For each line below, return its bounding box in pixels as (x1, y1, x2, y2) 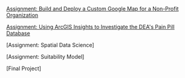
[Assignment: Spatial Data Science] (6, 42, 95, 48)
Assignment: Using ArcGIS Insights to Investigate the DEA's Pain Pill (6, 24, 175, 30)
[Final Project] (6, 65, 41, 72)
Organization (6, 11, 39, 19)
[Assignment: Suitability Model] (6, 53, 85, 60)
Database (6, 30, 30, 37)
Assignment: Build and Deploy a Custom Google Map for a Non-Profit (6, 5, 179, 12)
